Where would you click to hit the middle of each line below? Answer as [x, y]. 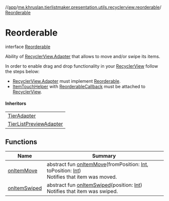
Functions [21, 142]
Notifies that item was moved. [82, 176]
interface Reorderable [28, 47]
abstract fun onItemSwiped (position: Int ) [95, 185]
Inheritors [16, 103]
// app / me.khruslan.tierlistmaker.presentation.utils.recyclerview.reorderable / [83, 7]
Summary [104, 156]
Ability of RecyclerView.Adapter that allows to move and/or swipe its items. [83, 56]
